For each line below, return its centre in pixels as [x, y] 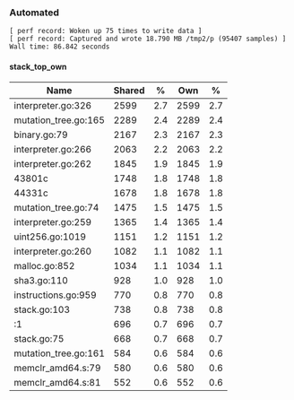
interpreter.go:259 [53, 222]
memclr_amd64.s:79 [57, 368]
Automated [35, 13]
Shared [129, 90]
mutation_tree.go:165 [59, 120]
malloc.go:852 [44, 265]
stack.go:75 [39, 338]
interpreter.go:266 [53, 149]
